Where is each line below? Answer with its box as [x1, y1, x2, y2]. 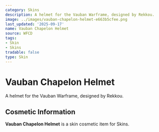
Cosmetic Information [5, 107, 76, 116]
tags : [5, 36, 17, 41]
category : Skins [5, 7, 39, 13]
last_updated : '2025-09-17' [5, 21, 65, 27]
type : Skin [5, 54, 28, 60]
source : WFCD [5, 31, 33, 36]
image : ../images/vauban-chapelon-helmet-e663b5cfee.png [5, 17, 128, 22]
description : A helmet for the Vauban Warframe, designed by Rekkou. [5, 12, 155, 17]
